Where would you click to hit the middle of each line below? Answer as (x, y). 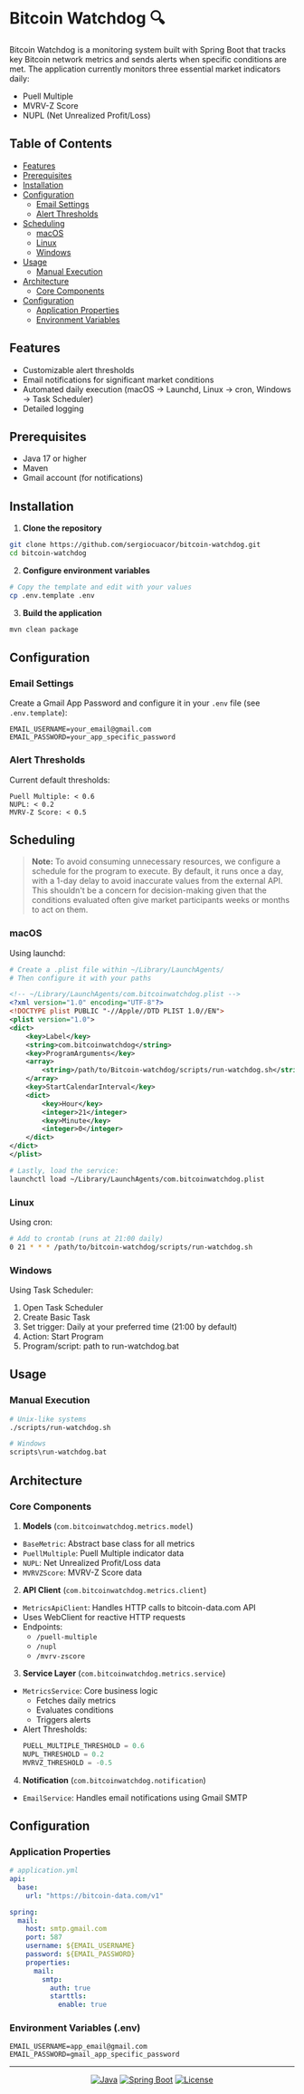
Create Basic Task (56, 1317)
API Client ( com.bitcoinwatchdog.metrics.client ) (114, 1590)
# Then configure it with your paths (81, 978)
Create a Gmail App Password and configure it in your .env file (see (135, 703)
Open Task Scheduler (63, 1307)
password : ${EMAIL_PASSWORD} (81, 1955)
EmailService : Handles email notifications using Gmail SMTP (135, 1797)
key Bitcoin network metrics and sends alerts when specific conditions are (148, 59)
